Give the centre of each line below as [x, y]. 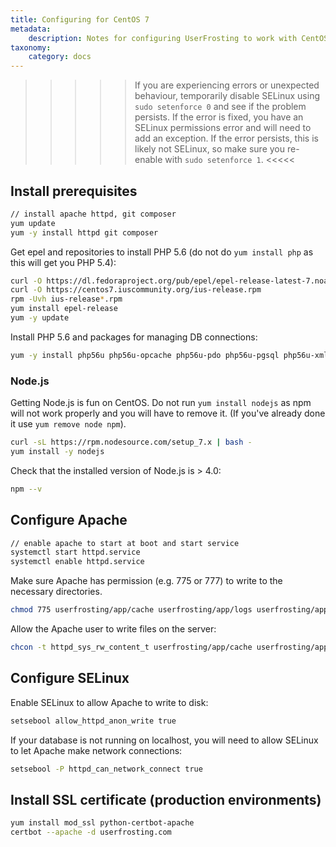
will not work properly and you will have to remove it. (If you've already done [168, 413]
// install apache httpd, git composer [93, 214]
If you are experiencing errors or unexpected [227, 85]
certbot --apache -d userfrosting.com [91, 832]
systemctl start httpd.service [75, 552]
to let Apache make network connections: [96, 750]
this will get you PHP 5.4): [63, 262]
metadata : [31, 29]
